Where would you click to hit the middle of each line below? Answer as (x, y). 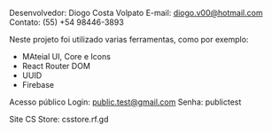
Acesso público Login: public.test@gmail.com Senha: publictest (125, 102)
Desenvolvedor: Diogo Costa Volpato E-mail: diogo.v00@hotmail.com (136, 13)
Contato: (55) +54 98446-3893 (66, 22)
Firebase (38, 85)
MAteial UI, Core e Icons (66, 56)
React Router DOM (56, 66)
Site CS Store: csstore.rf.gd (59, 119)
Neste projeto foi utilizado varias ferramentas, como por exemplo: (129, 39)
